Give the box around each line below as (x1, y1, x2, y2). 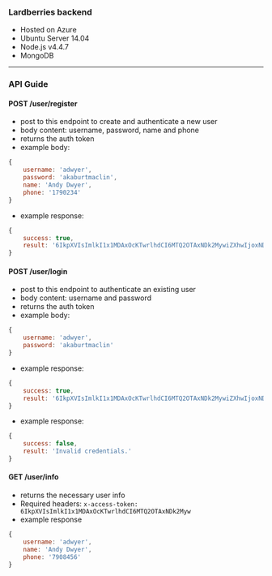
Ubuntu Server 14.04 (19, 33, 90, 43)
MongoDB (19, 51, 54, 61)
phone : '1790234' (23, 188, 82, 196)
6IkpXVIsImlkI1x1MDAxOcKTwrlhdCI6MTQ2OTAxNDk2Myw (19, 508, 192, 516)
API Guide (8, 79, 49, 90)
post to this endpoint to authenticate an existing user (19, 285, 197, 294)
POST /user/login (8, 266, 68, 276)
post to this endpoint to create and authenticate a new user (19, 117, 218, 127)
